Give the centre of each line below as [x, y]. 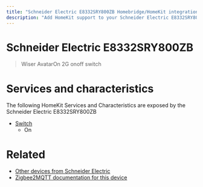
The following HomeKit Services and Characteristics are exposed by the [96, 105]
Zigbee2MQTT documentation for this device [71, 178]
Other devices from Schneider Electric [63, 171]
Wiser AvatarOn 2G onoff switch [61, 64]
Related [26, 154]
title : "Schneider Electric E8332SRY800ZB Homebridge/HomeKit [86, 12]
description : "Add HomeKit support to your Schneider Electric [88, 18]
